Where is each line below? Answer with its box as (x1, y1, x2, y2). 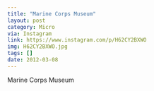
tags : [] (7, 50, 33, 57)
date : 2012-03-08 (7, 56, 59, 63)
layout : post (7, 17, 46, 24)
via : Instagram (7, 30, 52, 37)
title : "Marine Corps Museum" (7, 10, 97, 18)
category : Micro (7, 23, 55, 30)
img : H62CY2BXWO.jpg (7, 43, 69, 50)
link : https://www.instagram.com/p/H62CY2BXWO (7, 37, 147, 44)
